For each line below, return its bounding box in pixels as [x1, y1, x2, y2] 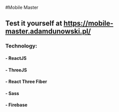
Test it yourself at [5, 19, 62, 28]
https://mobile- [63, 19, 114, 28]
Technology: [5, 42, 37, 50]
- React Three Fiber [5, 79, 47, 85]
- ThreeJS [5, 66, 27, 73]
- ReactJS [5, 55, 27, 61]
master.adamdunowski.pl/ [5, 27, 91, 36]
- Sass [5, 90, 19, 96]
